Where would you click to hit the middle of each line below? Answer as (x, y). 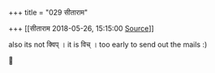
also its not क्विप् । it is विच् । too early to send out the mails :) (108, 45)
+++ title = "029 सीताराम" (48, 12)
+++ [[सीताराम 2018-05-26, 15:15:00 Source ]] (81, 28)
